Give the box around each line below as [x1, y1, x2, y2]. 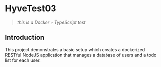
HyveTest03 [5, 3, 56, 14]
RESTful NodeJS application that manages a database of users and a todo [5, 52, 157, 58]
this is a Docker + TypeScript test [17, 19, 86, 25]
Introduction [5, 33, 45, 42]
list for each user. [5, 57, 41, 63]
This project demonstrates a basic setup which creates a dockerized [5, 46, 145, 52]
